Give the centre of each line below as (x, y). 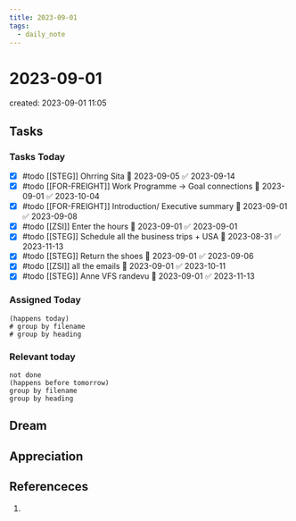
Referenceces (49, 487)
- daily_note (41, 34)
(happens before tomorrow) (59, 383)
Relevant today (42, 357)
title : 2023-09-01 (43, 17)
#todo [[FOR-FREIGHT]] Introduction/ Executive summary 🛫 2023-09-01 (155, 206)
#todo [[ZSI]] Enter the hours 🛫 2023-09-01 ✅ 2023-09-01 (130, 227)
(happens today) (39, 318)
